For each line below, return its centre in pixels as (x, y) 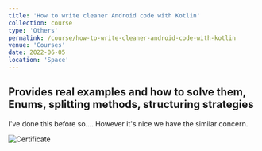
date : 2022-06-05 (37, 52)
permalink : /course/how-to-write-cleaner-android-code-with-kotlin (122, 38)
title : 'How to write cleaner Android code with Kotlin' (104, 15)
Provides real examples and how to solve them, (127, 92)
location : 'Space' (39, 60)
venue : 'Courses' (37, 45)
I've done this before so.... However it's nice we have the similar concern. (128, 123)
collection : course (40, 23)
